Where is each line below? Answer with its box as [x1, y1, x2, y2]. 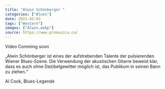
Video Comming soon [5, 44, 49, 49]
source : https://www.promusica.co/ [5, 30, 78, 35]
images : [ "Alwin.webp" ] [5, 26, 54, 30]
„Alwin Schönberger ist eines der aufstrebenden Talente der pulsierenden [5, 53, 155, 59]
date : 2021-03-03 [5, 16, 41, 21]
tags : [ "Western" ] [5, 21, 43, 26]
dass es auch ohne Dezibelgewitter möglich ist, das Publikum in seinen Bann [5, 63, 161, 69]
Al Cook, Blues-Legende [5, 78, 55, 84]
